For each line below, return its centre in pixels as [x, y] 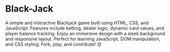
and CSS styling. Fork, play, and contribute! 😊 [54, 44]
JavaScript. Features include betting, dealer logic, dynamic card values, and [85, 28]
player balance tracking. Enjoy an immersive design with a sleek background [85, 33]
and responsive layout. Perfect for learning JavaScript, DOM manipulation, [83, 39]
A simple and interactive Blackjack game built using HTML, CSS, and [77, 23]
